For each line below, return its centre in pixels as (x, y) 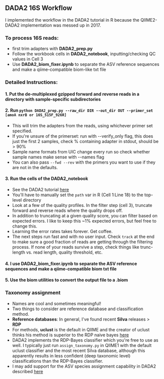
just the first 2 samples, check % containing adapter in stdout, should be (85, 141)
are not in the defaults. (35, 167)
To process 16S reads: (32, 38)
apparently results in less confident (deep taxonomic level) (71, 355)
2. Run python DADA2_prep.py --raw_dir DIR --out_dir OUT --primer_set (79, 111)
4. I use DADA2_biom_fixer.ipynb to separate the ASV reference (71, 263)
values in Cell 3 (27, 59)
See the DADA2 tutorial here (41, 190)
